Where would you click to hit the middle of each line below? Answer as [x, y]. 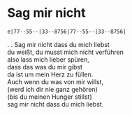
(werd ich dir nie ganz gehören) [52, 89]
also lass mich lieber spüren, [48, 59]
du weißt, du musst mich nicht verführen [66, 52]
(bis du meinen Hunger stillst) [50, 97]
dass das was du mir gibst [45, 67]
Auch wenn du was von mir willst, [56, 81]
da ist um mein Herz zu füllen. [50, 74]
